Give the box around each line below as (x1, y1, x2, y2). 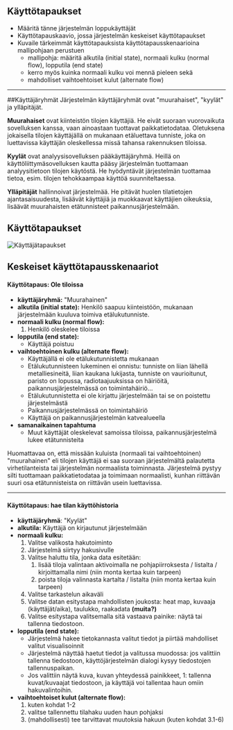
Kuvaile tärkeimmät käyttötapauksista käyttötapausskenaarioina (17, 38, 200, 47)
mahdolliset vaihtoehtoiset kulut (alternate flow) (27, 76, 164, 84)
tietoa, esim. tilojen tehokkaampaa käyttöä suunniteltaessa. (7, 173, 176, 182)
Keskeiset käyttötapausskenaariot (7, 261, 159, 273)
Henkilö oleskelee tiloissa (27, 325, 101, 334)
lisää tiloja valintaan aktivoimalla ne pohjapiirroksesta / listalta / (37, 561, 218, 569)
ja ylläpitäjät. (7, 103, 44, 111)
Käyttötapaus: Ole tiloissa (7, 280, 84, 289)
